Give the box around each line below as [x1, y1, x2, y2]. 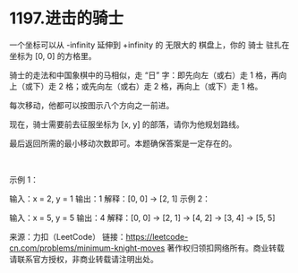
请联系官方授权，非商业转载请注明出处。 [9, 253, 158, 264]
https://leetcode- [125, 231, 189, 242]
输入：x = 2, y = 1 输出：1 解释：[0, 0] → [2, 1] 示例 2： [9, 193, 211, 204]
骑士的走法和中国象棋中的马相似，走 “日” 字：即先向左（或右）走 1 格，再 [9, 69, 279, 81]
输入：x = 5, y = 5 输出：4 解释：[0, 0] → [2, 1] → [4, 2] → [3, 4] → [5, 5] [9, 212, 276, 223]
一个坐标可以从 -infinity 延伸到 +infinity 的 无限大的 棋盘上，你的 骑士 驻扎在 [9, 39, 290, 50]
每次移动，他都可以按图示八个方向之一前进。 [9, 99, 175, 110]
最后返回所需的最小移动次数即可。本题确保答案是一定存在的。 [9, 138, 237, 149]
